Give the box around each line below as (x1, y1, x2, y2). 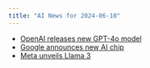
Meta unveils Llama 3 (19, 50, 91, 60)
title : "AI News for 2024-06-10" (8, 11, 121, 20)
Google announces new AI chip (19, 42, 125, 52)
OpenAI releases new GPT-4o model (19, 34, 143, 43)
